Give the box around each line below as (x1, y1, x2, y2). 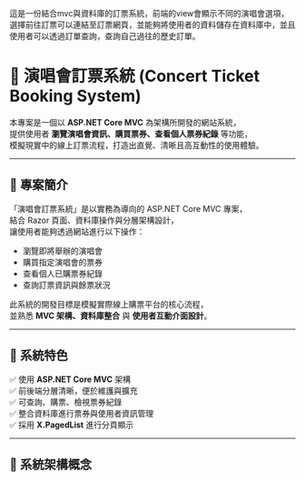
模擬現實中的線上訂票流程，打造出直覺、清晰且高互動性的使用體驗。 (9, 139, 264, 150)
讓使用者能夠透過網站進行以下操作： (9, 225, 145, 236)
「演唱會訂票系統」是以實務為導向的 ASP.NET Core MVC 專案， (9, 203, 248, 214)
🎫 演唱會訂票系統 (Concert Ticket (9, 66, 261, 86)
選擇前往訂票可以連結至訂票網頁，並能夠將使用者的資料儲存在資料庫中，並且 (9, 19, 296, 30)
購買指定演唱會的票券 (22, 256, 103, 267)
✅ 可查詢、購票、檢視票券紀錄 (9, 396, 123, 407)
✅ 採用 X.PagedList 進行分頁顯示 (9, 419, 134, 430)
